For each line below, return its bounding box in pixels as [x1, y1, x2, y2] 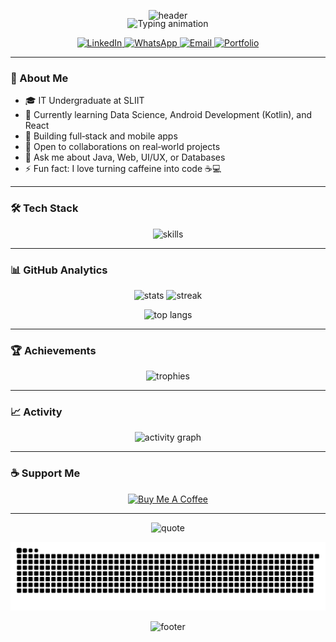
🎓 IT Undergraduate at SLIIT [24, 95, 145, 107]
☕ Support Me [10, 466, 81, 480]
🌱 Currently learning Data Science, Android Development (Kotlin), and [24, 109, 313, 121]
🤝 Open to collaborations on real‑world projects [24, 141, 221, 153]
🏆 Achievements [10, 343, 97, 357]
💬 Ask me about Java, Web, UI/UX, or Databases [24, 151, 226, 164]
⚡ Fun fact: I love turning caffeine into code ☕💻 [24, 163, 222, 175]
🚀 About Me [10, 71, 69, 85]
